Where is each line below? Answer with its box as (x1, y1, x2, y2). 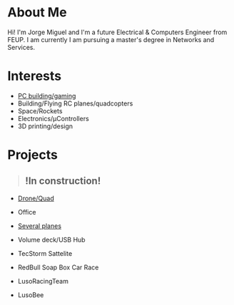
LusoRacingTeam (17, 276, 69, 285)
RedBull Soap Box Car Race (17, 263, 99, 272)
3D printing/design (17, 122, 73, 130)
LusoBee (17, 290, 44, 299)
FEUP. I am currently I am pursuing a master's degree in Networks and (7, 35, 215, 43)
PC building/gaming (17, 91, 76, 100)
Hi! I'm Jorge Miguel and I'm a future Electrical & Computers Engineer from (7, 28, 228, 36)
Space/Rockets (17, 106, 63, 115)
